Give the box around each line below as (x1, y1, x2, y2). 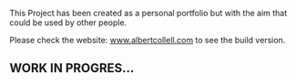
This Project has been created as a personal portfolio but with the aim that (9, 8, 288, 18)
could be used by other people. (9, 17, 128, 28)
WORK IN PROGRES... (9, 60, 135, 76)
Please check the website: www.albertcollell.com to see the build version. (9, 35, 286, 45)
